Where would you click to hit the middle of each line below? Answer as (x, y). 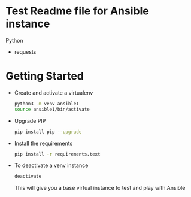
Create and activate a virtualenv (54, 93)
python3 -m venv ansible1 (46, 104)
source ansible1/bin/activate (52, 109)
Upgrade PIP (30, 120)
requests (25, 51)
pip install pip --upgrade (48, 132)
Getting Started (45, 76)
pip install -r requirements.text (57, 154)
